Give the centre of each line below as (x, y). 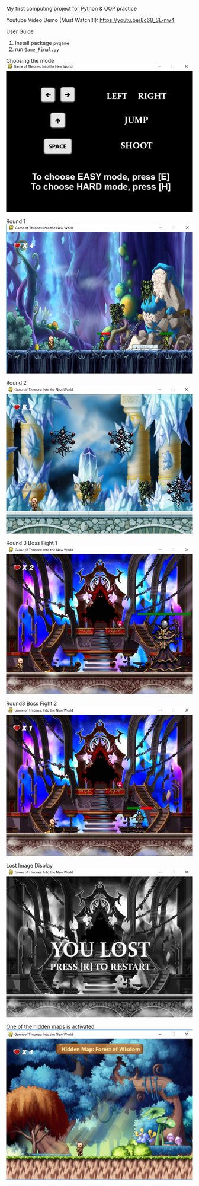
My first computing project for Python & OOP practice (72, 9)
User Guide (20, 31)
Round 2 (16, 382)
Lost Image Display (30, 865)
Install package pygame (42, 43)
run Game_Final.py (37, 49)
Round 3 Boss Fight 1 (32, 543)
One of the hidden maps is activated (50, 1027)
